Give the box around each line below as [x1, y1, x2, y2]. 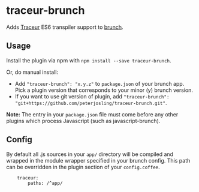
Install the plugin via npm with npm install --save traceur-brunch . [6, 56, 172, 64]
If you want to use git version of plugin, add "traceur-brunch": [14, 92, 170, 100]
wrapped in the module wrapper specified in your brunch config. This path [6, 157, 191, 164]
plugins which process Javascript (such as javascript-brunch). [6, 117, 161, 124]
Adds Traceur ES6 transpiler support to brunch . [6, 23, 123, 31]
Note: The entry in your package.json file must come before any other [6, 110, 179, 118]
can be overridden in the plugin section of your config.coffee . [6, 163, 160, 170]
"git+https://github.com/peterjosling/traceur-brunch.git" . [14, 99, 167, 106]
